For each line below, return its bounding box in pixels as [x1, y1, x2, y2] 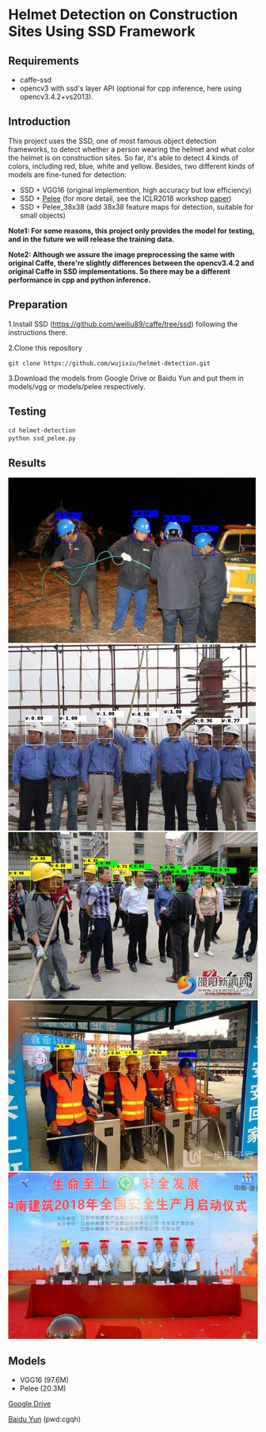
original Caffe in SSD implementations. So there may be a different [8, 266, 231, 276]
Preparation [8, 298, 68, 311]
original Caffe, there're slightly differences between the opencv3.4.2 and [8, 258, 255, 268]
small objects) [19, 210, 66, 220]
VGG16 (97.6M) [19, 1376, 69, 1385]
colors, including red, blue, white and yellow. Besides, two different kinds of [8, 161, 255, 171]
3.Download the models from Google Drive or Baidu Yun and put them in [8, 373, 244, 383]
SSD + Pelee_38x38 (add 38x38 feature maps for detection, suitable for [19, 202, 254, 211]
